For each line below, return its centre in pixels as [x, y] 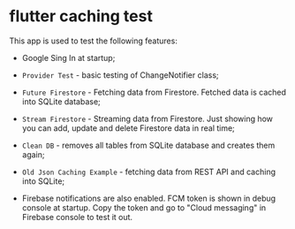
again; [33, 154]
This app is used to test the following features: [94, 41]
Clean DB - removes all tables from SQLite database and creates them [148, 145]
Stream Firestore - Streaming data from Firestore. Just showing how [147, 118]
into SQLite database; [61, 101]
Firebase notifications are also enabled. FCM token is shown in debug [149, 198]
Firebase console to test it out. [77, 217]
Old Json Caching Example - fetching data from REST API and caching [149, 172]
